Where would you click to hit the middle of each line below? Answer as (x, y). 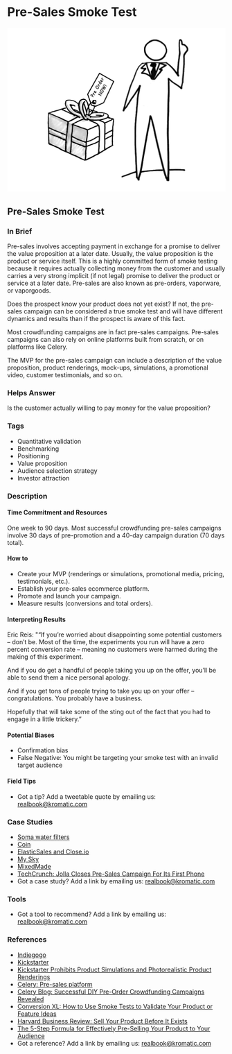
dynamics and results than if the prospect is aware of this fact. (96, 319)
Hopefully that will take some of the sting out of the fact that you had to (109, 712)
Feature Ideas (37, 1014)
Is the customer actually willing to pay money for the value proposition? (109, 408)
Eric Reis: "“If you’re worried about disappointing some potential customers (115, 634)
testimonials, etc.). (44, 581)
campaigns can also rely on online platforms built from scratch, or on (106, 340)
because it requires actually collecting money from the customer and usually (116, 268)
